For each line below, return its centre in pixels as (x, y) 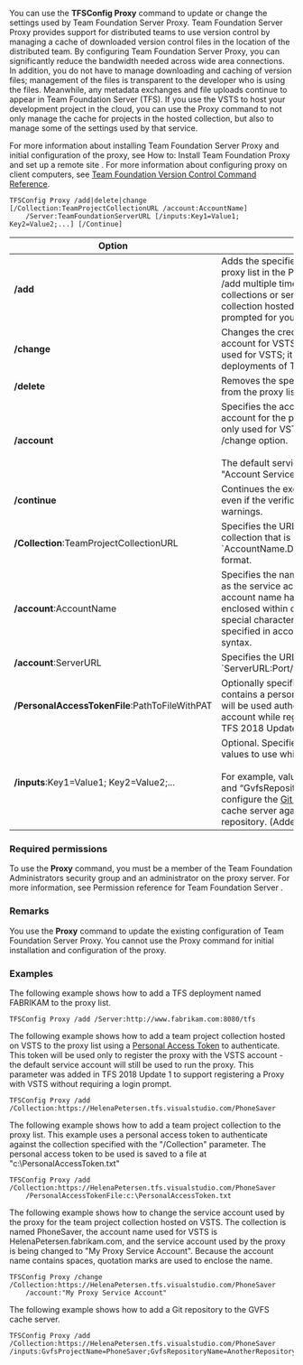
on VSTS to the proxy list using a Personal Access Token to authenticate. (145, 1045)
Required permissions (59, 849)
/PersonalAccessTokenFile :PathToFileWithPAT (113, 706)
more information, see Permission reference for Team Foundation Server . (147, 887)
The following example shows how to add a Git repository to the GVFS (139, 1309)
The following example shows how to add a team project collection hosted (147, 1035)
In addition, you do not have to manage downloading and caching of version (151, 70)
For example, (248, 777)
